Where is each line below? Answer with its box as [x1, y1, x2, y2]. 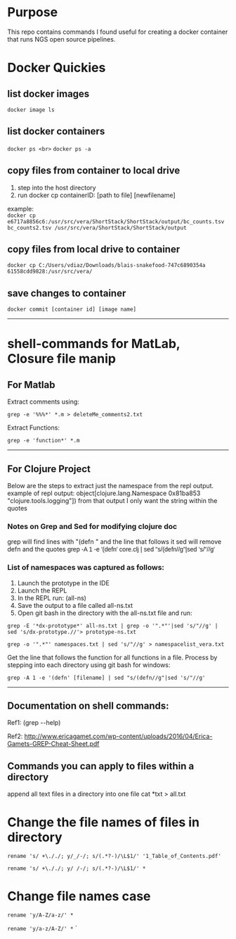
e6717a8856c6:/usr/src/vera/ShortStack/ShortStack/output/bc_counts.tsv [7, 218, 225, 225]
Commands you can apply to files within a [7, 760, 195, 772]
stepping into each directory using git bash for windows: [7, 660, 171, 669]
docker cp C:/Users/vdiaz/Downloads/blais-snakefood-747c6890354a [7, 262, 206, 269]
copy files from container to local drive [7, 165, 181, 177]
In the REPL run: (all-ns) [17, 593, 86, 602]
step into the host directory [17, 183, 96, 192]
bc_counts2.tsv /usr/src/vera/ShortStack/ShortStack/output [7, 224, 188, 231]
